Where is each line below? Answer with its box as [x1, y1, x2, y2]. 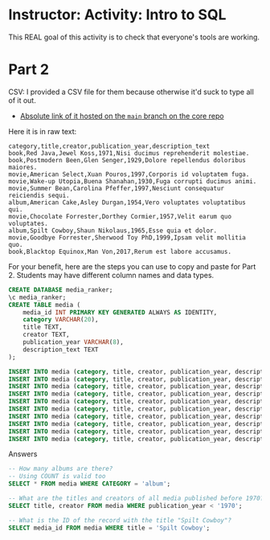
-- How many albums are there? [8, 464, 113, 473]
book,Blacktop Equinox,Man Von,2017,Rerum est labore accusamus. [8, 247, 231, 256]
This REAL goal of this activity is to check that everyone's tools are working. [8, 32, 260, 42]
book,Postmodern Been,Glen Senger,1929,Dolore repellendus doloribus [8, 156, 247, 164]
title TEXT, [22, 323, 63, 331]
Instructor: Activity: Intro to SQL [8, 6, 227, 24]
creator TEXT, [22, 331, 70, 339]
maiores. [8, 163, 38, 171]
